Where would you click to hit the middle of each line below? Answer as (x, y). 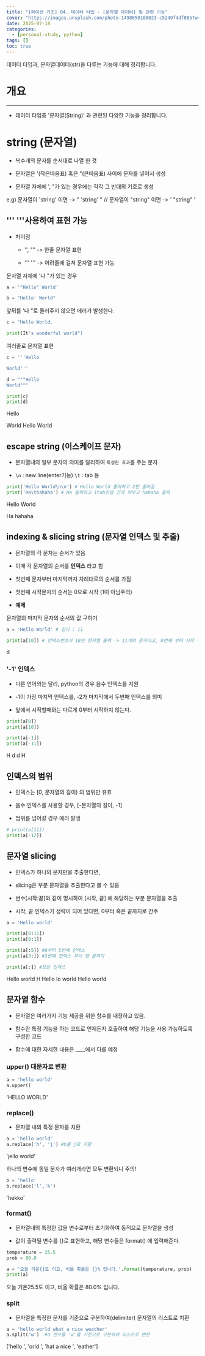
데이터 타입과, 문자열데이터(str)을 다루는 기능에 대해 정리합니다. (82, 64)
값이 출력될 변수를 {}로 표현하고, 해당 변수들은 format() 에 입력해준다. (97, 1240)
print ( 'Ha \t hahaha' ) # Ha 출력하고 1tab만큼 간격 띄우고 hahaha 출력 (88, 492)
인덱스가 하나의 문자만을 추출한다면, (58, 872)
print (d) (17, 402)
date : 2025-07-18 (28, 23)
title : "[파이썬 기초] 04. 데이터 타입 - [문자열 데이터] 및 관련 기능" (87, 12)
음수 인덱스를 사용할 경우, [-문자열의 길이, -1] (69, 805)
